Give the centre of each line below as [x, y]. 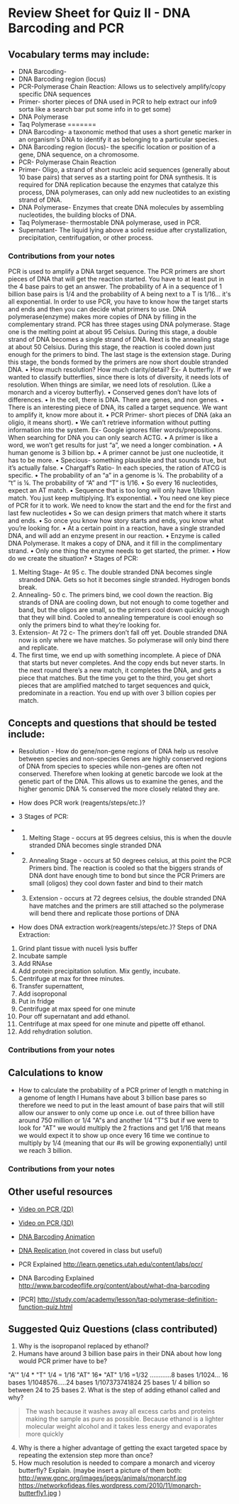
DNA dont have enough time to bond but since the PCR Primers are [127, 876]
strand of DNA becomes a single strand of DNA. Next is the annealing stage [119, 340]
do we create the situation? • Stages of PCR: [73, 559]
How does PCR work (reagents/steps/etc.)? [82, 803]
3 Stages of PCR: [43, 817]
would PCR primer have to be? [62, 1361]
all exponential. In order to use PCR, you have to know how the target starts [118, 302]
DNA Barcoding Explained [56, 1278]
